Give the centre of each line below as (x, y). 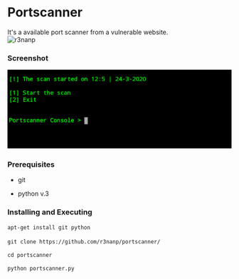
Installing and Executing (50, 212)
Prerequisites (31, 164)
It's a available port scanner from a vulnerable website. (88, 32)
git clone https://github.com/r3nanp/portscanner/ (84, 242)
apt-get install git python (49, 228)
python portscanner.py (41, 269)
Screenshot (28, 58)
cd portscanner (30, 256)
